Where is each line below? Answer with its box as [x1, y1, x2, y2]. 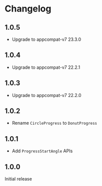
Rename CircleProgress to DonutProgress [11, 120, 97, 126]
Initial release [4, 176, 32, 182]
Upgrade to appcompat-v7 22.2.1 [11, 64, 80, 70]
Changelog [4, 3, 51, 15]
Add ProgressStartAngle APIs [11, 148, 73, 154]
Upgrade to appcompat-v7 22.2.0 [11, 92, 81, 98]
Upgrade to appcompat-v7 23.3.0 [11, 36, 81, 42]
